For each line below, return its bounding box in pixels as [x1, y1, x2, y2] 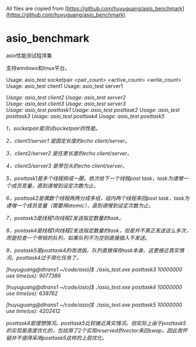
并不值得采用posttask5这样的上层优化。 [11, 334, 107, 341]
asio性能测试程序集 [6, 52, 53, 59]
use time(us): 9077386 [6, 272, 61, 279]
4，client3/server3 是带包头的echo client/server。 [6, 162, 128, 169]
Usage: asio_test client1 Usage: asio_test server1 [6, 82, 123, 89]
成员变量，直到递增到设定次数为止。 [11, 182, 99, 189]
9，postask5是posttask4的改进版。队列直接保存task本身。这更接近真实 [6, 246, 180, 253]
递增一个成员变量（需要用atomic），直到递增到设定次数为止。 [6, 202, 154, 209]
